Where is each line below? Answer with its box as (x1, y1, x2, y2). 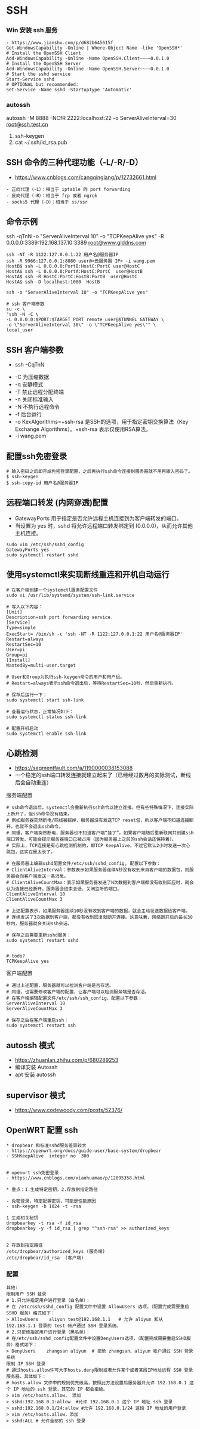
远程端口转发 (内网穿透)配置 (6, 498, 109, 508)
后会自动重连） (14, 779, 52, 786)
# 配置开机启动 (6, 725, 39, 731)
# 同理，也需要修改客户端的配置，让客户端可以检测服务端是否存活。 (6, 989, 149, 995)
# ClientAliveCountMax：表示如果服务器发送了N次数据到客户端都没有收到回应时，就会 (6, 880, 194, 886)
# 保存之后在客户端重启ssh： (6, 1017, 69, 1024)
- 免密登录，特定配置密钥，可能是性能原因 (6, 1198, 97, 1204)
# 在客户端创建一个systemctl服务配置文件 (6, 587, 99, 593)
